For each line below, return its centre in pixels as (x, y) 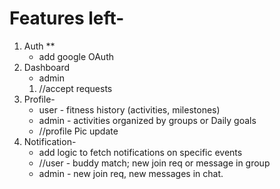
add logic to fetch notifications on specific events (140, 152)
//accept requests (75, 88)
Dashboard (47, 67)
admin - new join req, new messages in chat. (131, 173)
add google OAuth (76, 56)
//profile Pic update (78, 131)
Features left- (67, 18)
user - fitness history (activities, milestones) (129, 109)
